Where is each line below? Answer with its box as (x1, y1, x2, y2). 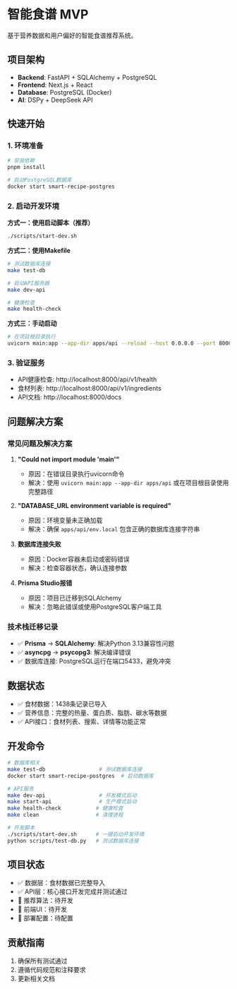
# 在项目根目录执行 (7, 333, 56, 340)
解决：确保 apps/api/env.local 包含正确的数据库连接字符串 (28, 525, 200, 533)
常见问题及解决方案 (7, 439, 73, 449)
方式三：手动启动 (7, 319, 57, 328)
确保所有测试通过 (17, 957, 68, 965)
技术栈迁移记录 (7, 622, 59, 632)
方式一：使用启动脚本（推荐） (7, 218, 94, 227)
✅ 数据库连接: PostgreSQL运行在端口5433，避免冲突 (17, 657, 171, 665)
